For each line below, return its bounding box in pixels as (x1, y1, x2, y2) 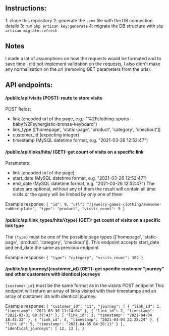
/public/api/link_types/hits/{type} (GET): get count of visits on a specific (5, 217, 161, 223)
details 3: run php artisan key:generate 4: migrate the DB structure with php (5, 23, 164, 29)
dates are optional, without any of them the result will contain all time (12, 186, 156, 192)
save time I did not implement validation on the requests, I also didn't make (5, 61, 160, 67)
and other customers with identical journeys (5, 271, 100, 277)
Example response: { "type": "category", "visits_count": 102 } (5, 254, 144, 260)
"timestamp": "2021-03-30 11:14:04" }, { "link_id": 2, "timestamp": (5, 308, 155, 313)
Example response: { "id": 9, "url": (5, 201, 85, 207)
